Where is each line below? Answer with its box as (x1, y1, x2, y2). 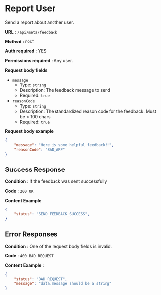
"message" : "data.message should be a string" (14, 281, 112, 286)
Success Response (5, 165, 65, 173)
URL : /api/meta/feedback (5, 29, 58, 35)
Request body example (5, 128, 54, 134)
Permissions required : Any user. (5, 57, 73, 63)
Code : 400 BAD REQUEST (5, 253, 54, 258)
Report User (5, 3, 56, 14)
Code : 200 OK (5, 188, 34, 194)
